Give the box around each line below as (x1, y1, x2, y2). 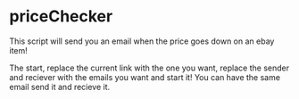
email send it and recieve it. (9, 81, 111, 92)
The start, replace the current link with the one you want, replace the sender (9, 62, 290, 73)
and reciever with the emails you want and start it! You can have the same (9, 71, 281, 82)
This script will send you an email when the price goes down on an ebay (9, 36, 275, 46)
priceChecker (9, 6, 113, 27)
